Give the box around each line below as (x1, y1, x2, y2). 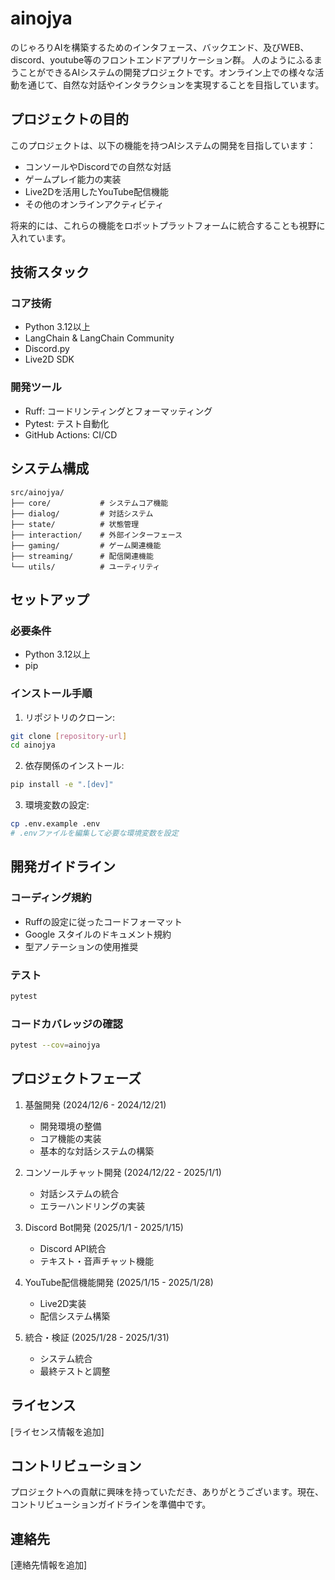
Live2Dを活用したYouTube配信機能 (24, 185, 169, 197)
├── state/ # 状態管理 (10, 519, 140, 529)
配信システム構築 (39, 1310, 111, 1322)
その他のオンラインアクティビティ (24, 198, 165, 210)
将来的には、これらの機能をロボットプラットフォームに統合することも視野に (10, 219, 326, 231)
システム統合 (39, 1352, 93, 1364)
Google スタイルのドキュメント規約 (24, 928, 172, 940)
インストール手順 (10, 687, 93, 701)
